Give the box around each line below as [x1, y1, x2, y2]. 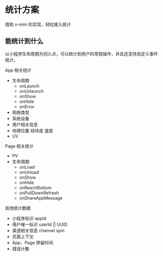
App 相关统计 [5, 67, 32, 73]
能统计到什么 [5, 37, 44, 45]
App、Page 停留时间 [12, 239, 53, 245]
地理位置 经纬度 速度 [12, 127, 53, 134]
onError [19, 103, 35, 109]
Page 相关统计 [5, 143, 34, 149]
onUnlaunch [19, 88, 44, 94]
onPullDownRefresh [19, 190, 59, 196]
